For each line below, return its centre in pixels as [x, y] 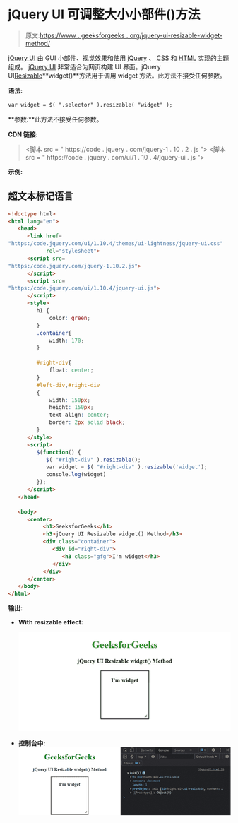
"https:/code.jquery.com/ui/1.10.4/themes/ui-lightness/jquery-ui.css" [115, 244]
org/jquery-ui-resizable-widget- [176, 35]
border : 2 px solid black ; [87, 422]
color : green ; [70, 318]
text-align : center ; [79, 415]
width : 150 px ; [70, 400]
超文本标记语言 [41, 196]
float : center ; [71, 370]
